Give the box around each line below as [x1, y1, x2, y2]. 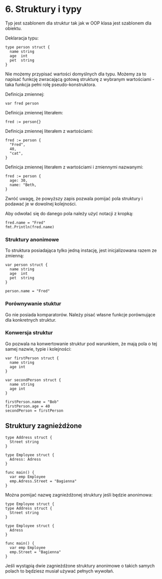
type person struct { [5, 44, 50, 49]
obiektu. [5, 25, 22, 31]
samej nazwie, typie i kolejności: [5, 346, 72, 352]
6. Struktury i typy [5, 3, 82, 15]
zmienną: [5, 253, 24, 259]
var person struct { [5, 262, 48, 268]
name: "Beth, [9, 182, 37, 187]
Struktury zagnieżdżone [5, 422, 82, 430]
